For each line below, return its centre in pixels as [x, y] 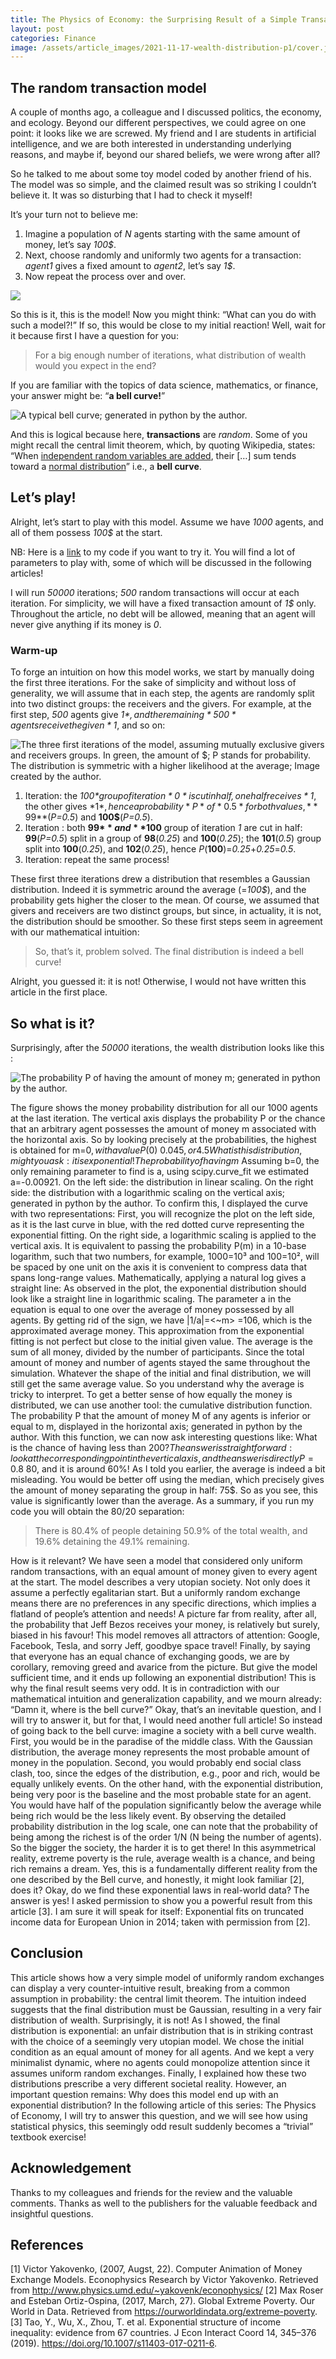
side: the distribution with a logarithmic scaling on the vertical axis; [148, 1192]
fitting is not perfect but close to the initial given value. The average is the [161, 1341]
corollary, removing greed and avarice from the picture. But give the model [164, 1667]
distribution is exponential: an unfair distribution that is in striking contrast [161, 2030]
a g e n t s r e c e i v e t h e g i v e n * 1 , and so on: [88, 725]
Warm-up [34, 650]
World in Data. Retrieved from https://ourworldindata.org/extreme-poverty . [164, 2312]
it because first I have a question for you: [94, 336]
